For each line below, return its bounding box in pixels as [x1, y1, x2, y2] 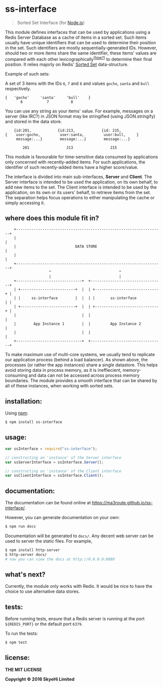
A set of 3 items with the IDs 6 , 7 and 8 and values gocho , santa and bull [5, 80, 150, 86]
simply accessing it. [5, 200, 45, 206]
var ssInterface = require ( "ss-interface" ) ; [5, 446, 97, 451]
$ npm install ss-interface [5, 420, 63, 425]
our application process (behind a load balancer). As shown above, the [5, 357, 148, 363]
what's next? [5, 570, 46, 578]
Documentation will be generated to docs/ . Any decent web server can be [5, 533, 154, 539]
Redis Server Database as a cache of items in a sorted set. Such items [5, 34, 147, 40]
